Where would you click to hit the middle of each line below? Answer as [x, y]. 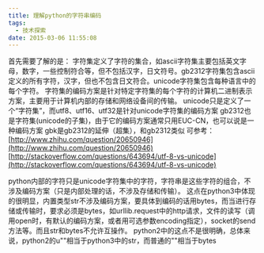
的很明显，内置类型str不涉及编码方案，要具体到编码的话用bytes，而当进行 [129, 201]
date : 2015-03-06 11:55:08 [53, 38]
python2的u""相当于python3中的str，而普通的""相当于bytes [119, 241]
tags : [17, 23]
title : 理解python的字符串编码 [55, 15]
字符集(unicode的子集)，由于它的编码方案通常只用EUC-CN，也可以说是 [131, 121]
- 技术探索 [31, 30]
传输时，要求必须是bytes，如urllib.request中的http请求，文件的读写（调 [138, 211]
